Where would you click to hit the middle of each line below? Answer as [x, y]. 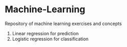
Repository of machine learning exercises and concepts [63, 24]
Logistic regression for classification [50, 39]
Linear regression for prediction [45, 33]
